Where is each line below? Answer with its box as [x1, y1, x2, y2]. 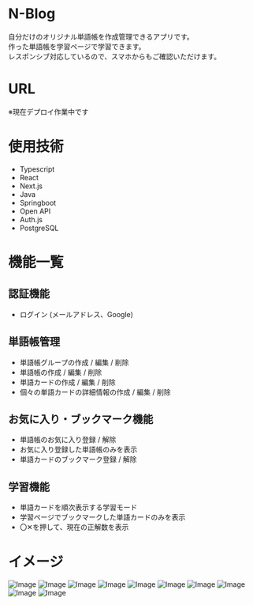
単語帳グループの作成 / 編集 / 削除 [19, 357, 129, 367]
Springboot [19, 198, 57, 207]
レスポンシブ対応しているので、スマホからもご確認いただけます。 [8, 51, 221, 61]
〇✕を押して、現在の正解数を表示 [19, 523, 129, 532]
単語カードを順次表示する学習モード [19, 503, 138, 512]
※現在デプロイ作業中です [8, 107, 89, 116]
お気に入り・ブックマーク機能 [8, 413, 154, 426]
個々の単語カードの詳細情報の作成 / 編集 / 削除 [19, 387, 171, 396]
